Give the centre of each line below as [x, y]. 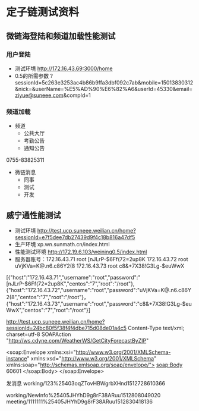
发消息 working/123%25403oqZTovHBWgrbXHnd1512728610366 [86, 383]
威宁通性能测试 [34, 215]
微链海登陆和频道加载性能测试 [61, 36]
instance [17, 358]
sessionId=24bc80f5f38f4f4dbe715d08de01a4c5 [66, 328]
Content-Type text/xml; [156, 328]
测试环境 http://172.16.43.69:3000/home [64, 68]
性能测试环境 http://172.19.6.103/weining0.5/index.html [81, 252]
